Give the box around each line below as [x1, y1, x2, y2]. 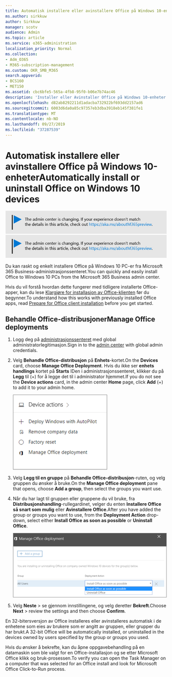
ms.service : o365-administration [5, 41, 77, 46]
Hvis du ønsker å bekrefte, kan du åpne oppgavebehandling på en [5, 644, 145, 650]
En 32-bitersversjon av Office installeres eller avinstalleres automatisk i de [5, 618, 162, 624]
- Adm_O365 [5, 57, 29, 62]
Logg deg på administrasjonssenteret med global [12, 336, 117, 343]
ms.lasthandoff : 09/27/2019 [5, 122, 66, 127]
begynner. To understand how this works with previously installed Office [5, 295, 157, 301]
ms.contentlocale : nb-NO [5, 116, 58, 121]
